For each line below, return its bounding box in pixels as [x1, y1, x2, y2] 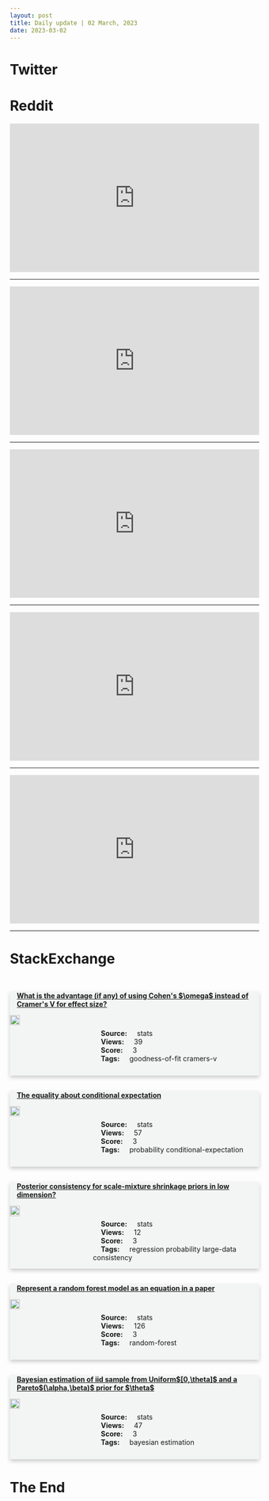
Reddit [9, 97, 54, 115]
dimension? [17, 1190, 57, 1200]
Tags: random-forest [100, 1338, 177, 1347]
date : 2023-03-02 [9, 26, 67, 34]
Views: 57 [100, 1128, 142, 1137]
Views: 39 [100, 1037, 143, 1046]
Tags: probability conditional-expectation [100, 1145, 244, 1155]
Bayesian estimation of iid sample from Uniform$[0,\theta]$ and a [17, 1375, 237, 1385]
